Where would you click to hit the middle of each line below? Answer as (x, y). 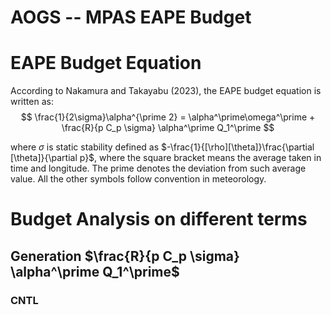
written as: (32, 102)
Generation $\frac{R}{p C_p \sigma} (125, 256)
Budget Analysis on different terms (159, 219)
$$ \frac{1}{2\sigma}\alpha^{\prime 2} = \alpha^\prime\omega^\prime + (168, 117)
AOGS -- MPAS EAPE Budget (131, 17)
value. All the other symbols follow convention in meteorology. (138, 179)
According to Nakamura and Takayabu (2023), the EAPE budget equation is (166, 91)
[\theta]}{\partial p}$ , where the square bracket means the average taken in (166, 158)
